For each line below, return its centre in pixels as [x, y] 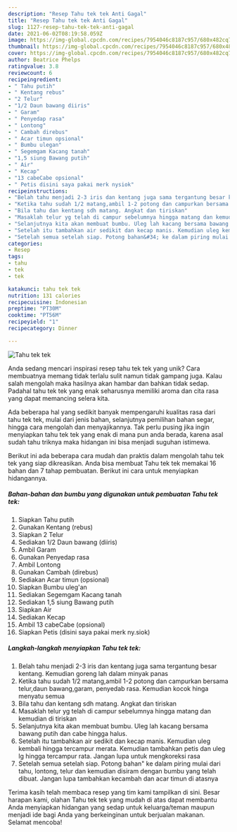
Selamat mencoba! [35, 822]
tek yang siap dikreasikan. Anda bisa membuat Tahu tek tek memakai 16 [112, 463]
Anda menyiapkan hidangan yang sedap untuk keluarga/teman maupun [111, 807]
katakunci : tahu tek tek [44, 289]
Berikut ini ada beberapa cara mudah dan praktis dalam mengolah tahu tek [116, 455]
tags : [16, 257]
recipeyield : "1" [33, 322]
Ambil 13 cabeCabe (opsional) [62, 625]
